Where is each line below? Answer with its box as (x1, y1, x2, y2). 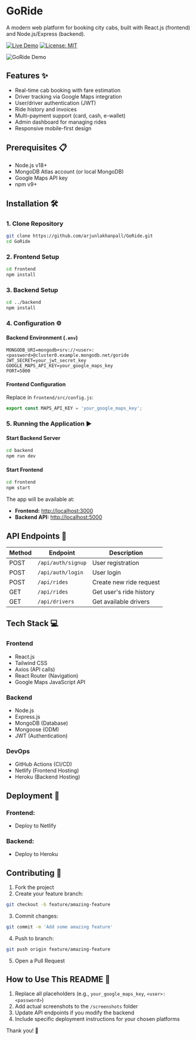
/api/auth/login (38, 569, 83, 576)
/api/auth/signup (38, 559, 87, 566)
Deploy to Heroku (14, 851, 58, 858)
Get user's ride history (92, 587, 155, 596)
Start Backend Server (6, 434, 61, 441)
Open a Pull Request (14, 957, 66, 964)
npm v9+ (14, 180, 38, 187)
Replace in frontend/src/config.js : (6, 394, 94, 401)
